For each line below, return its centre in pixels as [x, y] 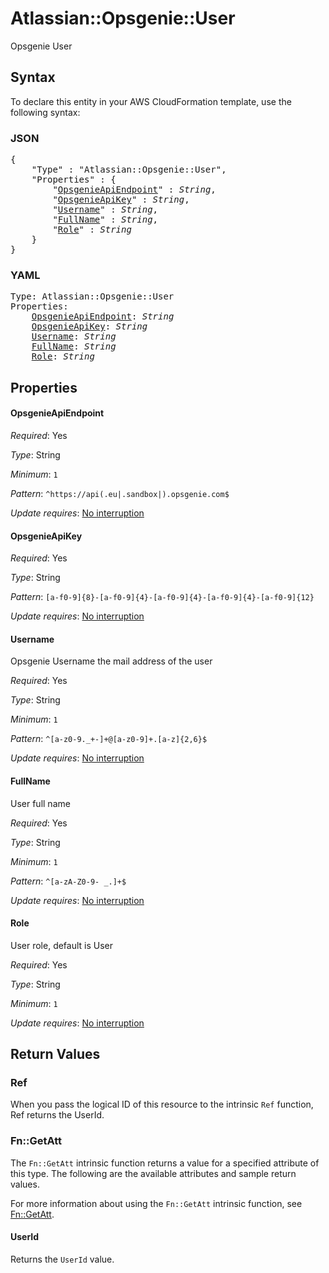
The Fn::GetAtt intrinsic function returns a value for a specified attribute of [165, 1163]
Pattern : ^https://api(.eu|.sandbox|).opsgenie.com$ [120, 493]
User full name [40, 803]
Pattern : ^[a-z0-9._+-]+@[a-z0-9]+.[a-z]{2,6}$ [109, 739]
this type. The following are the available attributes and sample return [153, 1173]
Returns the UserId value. [62, 1259]
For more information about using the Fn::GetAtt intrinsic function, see [156, 1203]
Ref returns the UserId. [57, 1115]
